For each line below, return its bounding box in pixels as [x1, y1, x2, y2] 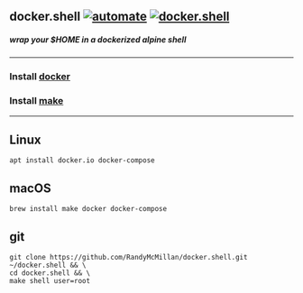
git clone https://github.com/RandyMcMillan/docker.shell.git [9, 253, 248, 262]
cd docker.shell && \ [9, 269, 91, 278]
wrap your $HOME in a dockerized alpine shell [9, 33, 187, 45]
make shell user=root [9, 277, 91, 286]
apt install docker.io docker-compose [9, 156, 155, 165]
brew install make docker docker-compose [9, 205, 168, 214]
